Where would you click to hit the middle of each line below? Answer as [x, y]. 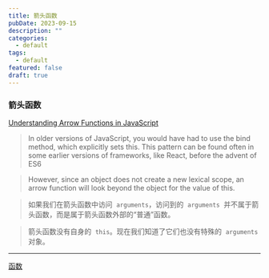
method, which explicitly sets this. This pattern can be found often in [141, 147]
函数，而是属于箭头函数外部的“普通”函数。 [105, 214]
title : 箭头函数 [33, 16]
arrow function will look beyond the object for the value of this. [131, 187]
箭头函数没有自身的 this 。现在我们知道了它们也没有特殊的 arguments [143, 231]
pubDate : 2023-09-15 [43, 23]
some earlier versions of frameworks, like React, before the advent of [143, 155]
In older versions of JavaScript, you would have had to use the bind [139, 138]
